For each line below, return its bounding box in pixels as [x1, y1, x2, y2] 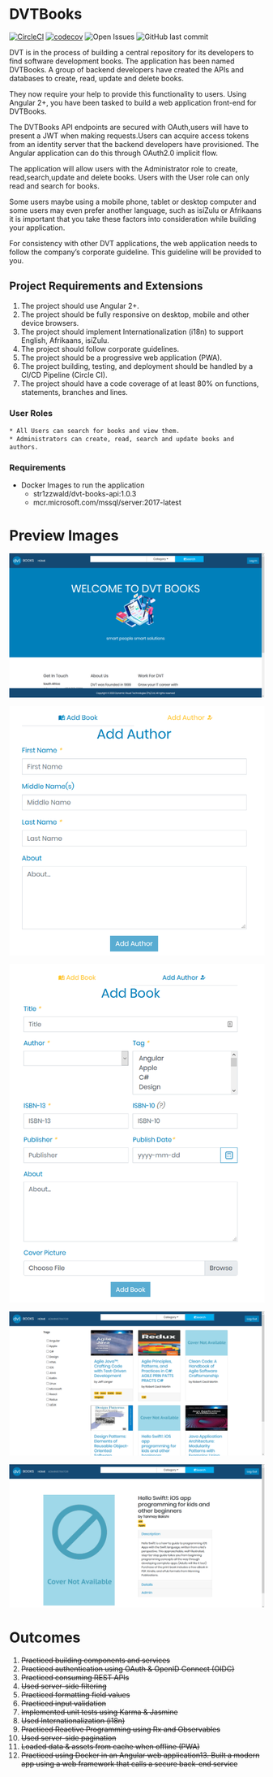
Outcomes [9, 1628, 81, 1646]
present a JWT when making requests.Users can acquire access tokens [9, 131, 250, 141]
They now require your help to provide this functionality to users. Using [9, 89, 247, 98]
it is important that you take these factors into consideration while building [9, 214, 257, 223]
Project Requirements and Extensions [9, 280, 203, 293]
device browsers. [20, 318, 79, 327]
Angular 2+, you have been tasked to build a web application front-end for [9, 98, 257, 107]
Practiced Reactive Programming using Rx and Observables [20, 1724, 221, 1734]
